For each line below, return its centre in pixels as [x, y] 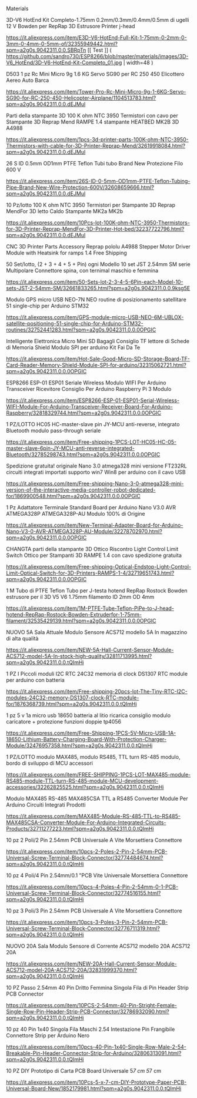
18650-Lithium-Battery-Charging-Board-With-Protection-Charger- [86, 739]
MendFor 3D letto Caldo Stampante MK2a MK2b [65, 211]
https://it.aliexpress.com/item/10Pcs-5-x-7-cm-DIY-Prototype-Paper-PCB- [96, 1082]
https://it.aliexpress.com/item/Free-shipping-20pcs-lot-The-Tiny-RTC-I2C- [97, 691]
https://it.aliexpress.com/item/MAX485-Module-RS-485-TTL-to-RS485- [94, 816]
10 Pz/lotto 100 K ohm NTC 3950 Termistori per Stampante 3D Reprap [91, 205]
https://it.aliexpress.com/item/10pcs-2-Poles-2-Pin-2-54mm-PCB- [87, 851]
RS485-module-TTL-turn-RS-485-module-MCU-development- [82, 781]
